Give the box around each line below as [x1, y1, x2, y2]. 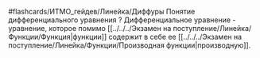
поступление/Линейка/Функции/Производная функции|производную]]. [8, 41, 251, 50]
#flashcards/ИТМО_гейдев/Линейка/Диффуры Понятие [8, 7, 196, 16]
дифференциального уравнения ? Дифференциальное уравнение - [8, 15, 236, 25]
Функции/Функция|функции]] [8, 32, 107, 41]
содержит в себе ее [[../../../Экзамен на [108, 32, 243, 41]
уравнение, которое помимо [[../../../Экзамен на [8, 24, 172, 33]
